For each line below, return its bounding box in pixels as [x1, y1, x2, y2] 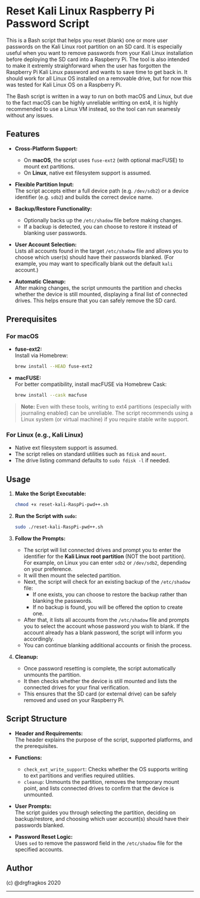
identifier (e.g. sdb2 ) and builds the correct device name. [14, 193, 154, 201]
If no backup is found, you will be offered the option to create [32, 603, 183, 611]
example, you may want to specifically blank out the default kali [14, 260, 173, 267]
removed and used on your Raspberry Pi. [23, 697, 125, 704]
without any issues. [6, 112, 54, 119]
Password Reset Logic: [14, 833, 73, 840]
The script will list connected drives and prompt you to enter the [23, 547, 182, 554]
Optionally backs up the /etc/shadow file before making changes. [23, 216, 183, 223]
